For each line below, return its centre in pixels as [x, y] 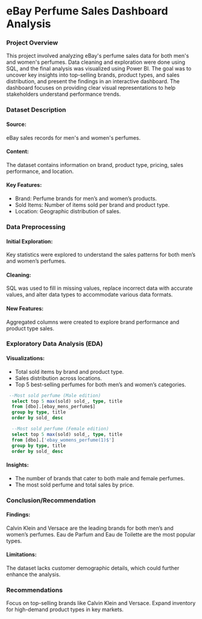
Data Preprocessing [36, 227]
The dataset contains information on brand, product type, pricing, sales [95, 165]
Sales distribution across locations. [58, 378]
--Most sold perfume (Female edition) [61, 429]
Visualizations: [26, 358]
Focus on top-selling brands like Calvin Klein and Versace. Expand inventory [101, 603]
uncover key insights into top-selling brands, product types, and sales [93, 75]
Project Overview [32, 43]
